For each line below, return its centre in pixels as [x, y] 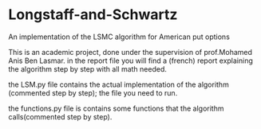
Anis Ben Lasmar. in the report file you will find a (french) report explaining [131, 61]
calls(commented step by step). [60, 116]
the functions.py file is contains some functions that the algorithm [116, 108]
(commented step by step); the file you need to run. [93, 92]
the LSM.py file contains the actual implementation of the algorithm [119, 84]
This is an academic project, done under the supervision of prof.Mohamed [130, 52]
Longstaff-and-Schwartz [93, 15]
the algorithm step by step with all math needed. [88, 68]
